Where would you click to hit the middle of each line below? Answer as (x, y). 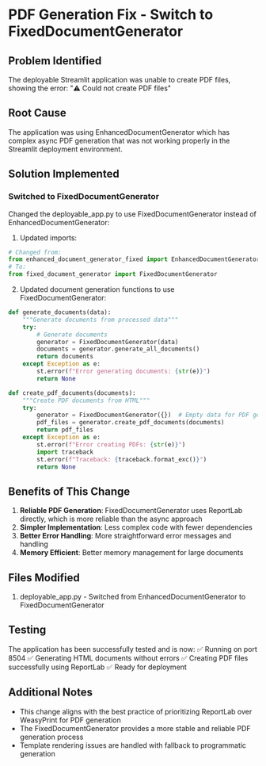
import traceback (65, 452)
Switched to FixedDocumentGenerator (84, 197)
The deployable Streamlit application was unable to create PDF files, (120, 80)
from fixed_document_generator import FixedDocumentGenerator (113, 274)
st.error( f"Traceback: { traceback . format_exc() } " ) (122, 459)
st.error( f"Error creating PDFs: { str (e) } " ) (111, 444)
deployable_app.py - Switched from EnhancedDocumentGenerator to (133, 597)
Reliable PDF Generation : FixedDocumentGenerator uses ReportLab (131, 511)
